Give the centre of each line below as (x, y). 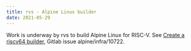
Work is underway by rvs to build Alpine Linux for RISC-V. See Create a (95, 35)
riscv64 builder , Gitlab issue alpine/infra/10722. (66, 41)
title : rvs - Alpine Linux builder (52, 12)
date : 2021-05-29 (28, 18)
